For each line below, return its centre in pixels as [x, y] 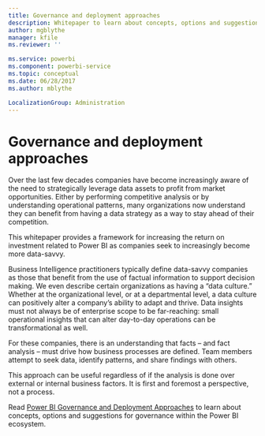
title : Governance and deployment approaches [84, 15]
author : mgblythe [37, 30]
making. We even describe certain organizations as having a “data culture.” [130, 286]
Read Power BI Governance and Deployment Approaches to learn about [125, 408]
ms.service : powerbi [42, 59]
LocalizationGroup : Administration [67, 102]
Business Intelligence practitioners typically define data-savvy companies [128, 270]
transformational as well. [48, 328]
